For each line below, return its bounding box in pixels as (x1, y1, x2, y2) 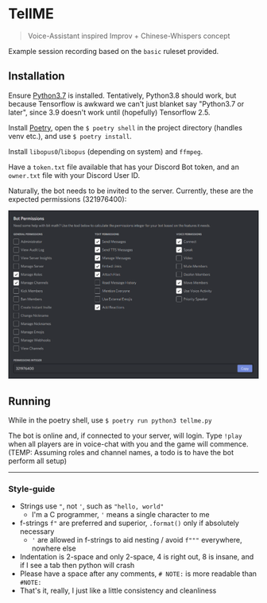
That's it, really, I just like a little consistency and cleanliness (19, 586, 217, 596)
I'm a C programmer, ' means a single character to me (31, 510, 210, 520)
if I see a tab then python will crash (19, 561, 135, 570)
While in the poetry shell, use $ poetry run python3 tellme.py (8, 416, 212, 425)
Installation (8, 69, 65, 83)
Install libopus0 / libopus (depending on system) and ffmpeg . (8, 146, 203, 156)
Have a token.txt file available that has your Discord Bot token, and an (8, 162, 240, 172)
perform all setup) (8, 456, 68, 466)
